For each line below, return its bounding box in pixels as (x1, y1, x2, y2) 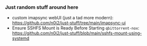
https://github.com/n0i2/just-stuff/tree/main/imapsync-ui (12, 20, 126, 26)
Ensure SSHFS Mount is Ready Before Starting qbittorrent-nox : (12, 25, 139, 31)
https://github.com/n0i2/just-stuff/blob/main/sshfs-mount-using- (12, 31, 142, 36)
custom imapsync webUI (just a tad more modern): (12, 15, 114, 21)
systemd (12, 35, 29, 41)
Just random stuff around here (5, 4, 78, 11)
